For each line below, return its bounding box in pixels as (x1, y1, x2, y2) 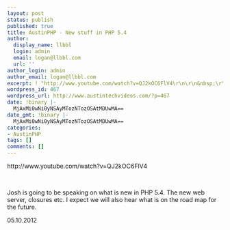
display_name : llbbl (13, 42, 72, 48)
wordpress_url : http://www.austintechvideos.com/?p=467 (7, 93, 170, 100)
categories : (7, 124, 41, 131)
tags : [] (7, 137, 32, 144)
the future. (7, 203, 37, 211)
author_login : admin (7, 67, 66, 74)
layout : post (7, 10, 44, 17)
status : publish (7, 16, 53, 23)
